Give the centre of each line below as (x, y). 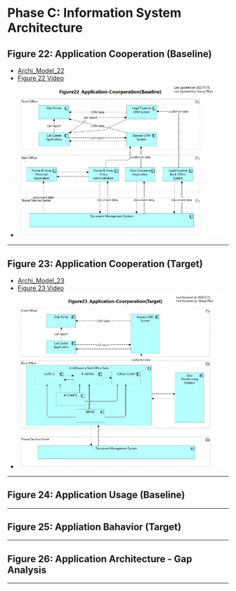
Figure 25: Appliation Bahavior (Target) (94, 527)
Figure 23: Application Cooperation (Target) (105, 264)
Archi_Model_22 (41, 71)
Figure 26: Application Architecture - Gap (100, 559)
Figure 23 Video (41, 288)
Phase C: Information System (94, 13)
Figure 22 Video (41, 78)
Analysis (27, 570)
